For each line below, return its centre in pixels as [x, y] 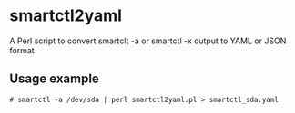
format [22, 50]
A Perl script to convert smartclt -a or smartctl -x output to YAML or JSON [148, 41]
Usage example [55, 79]
